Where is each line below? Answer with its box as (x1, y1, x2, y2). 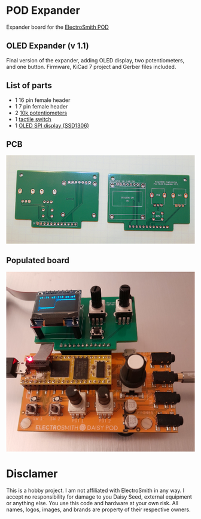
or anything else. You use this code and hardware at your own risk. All (6, 499, 178, 506)
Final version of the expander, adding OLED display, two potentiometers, (6, 56, 185, 64)
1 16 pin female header (14, 96, 71, 104)
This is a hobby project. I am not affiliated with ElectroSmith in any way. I (6, 487, 185, 494)
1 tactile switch (14, 115, 52, 123)
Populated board (6, 255, 70, 265)
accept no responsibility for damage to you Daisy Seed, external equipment (6, 493, 193, 500)
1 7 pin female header (14, 102, 68, 110)
